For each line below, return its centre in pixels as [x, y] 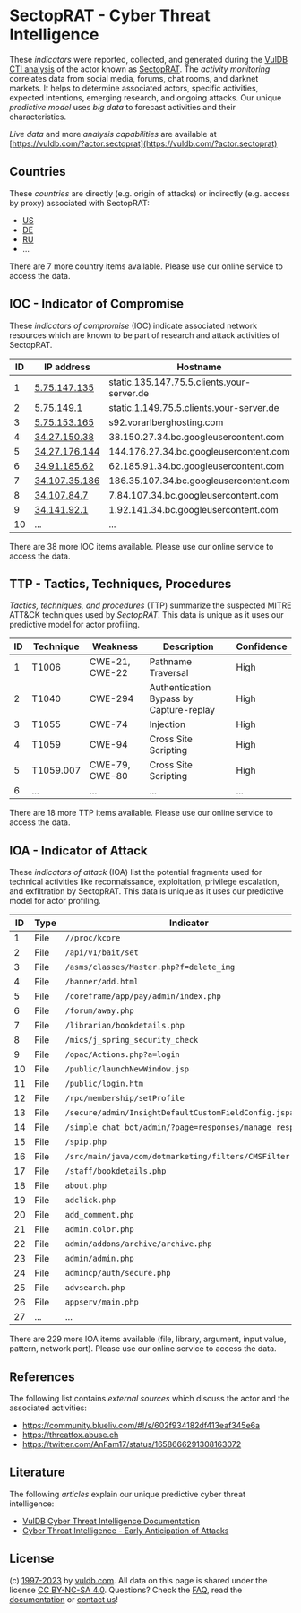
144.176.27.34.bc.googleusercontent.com [199, 451]
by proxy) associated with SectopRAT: [79, 203]
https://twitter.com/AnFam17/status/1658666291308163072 [132, 1444]
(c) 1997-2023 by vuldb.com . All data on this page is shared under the [138, 1580]
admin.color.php [99, 1230]
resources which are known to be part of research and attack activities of [145, 335]
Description [188, 646]
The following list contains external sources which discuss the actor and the [150, 1398]
